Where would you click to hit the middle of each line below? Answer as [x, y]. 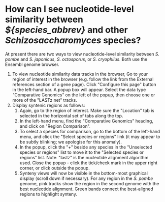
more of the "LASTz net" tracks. [45, 100]
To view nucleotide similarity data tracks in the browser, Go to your [80, 74]
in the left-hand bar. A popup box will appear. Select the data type [79, 89]
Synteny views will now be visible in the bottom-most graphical [83, 173]
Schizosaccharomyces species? [73, 41]
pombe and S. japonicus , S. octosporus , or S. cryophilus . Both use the [76, 59]
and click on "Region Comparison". [55, 126]
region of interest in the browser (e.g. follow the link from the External [83, 79]
